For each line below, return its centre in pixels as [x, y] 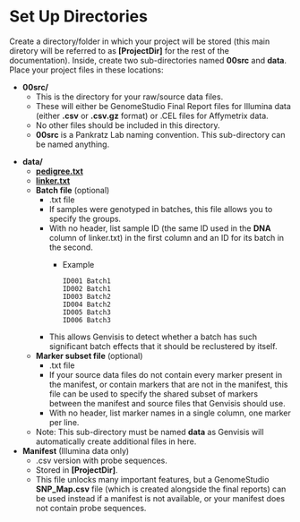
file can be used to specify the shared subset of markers [153, 394]
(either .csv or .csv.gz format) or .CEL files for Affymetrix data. [152, 116]
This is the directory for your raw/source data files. [129, 97]
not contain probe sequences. [91, 508]
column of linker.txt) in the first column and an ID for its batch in [167, 237]
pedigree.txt [59, 171]
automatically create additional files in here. [116, 441]
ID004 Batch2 [87, 304]
